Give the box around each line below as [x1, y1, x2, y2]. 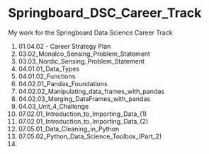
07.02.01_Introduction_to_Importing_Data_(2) [18, 117, 149, 125]
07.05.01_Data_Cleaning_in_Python [18, 124, 120, 133]
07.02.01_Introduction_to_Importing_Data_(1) [18, 109, 147, 118]
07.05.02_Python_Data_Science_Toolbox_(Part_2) [18, 132, 162, 141]
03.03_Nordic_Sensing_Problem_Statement [18, 57, 145, 65]
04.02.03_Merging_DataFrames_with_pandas [18, 94, 151, 103]
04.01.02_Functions [18, 72, 76, 81]
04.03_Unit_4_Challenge [18, 102, 89, 110]
